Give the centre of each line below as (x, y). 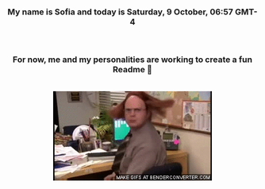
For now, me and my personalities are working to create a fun (132, 60)
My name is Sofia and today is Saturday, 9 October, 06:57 (120, 12)
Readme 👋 (132, 70)
